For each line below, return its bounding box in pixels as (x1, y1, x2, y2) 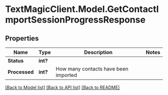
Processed (7, 68, 34, 75)
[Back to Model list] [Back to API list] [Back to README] (5, 84, 120, 90)
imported (55, 71, 77, 78)
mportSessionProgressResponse (5, 14, 146, 25)
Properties (5, 34, 39, 42)
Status (7, 57, 24, 64)
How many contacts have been (55, 65, 128, 72)
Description (84, 49, 112, 55)
